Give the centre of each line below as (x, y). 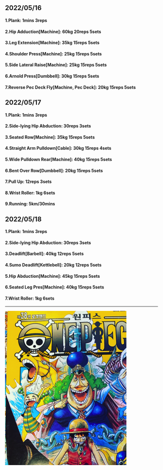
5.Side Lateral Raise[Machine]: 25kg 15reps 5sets (56, 65)
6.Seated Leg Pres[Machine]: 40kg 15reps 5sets (55, 287)
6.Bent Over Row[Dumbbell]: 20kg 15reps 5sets (54, 170)
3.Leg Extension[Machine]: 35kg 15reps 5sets (52, 43)
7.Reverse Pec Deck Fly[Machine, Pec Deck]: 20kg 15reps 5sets (70, 87)
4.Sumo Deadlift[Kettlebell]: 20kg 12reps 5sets (53, 265)
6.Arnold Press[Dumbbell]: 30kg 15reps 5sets (52, 76)
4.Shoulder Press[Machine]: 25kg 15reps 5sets (53, 54)
